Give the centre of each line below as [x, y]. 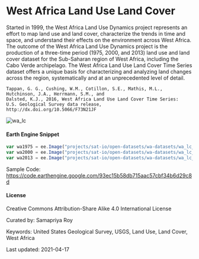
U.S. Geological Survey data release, [54, 104]
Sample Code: [23, 169]
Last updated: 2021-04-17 [38, 249]
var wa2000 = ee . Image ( [36, 153]
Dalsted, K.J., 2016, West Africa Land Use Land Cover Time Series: [92, 99]
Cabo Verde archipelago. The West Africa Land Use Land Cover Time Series [99, 65]
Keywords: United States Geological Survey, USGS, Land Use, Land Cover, [97, 231]
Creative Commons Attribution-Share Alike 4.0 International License [89, 209]
